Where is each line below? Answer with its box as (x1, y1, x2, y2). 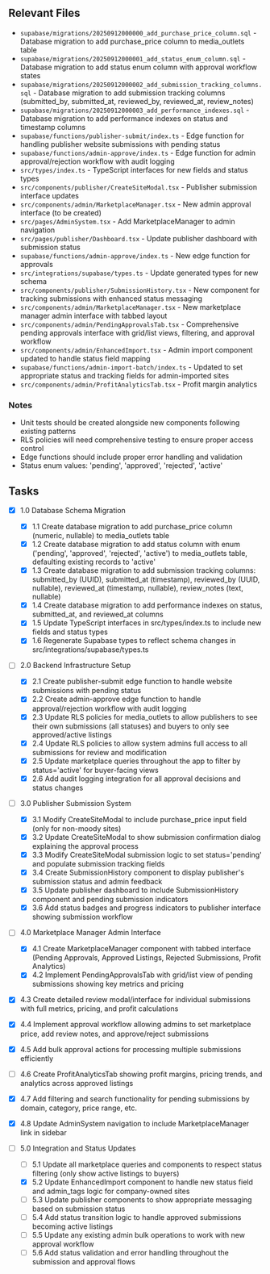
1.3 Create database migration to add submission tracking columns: (31, 566, 256, 575)
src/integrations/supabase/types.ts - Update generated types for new (19, 268, 259, 278)
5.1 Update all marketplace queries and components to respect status (31, 1159, 262, 1169)
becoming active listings (31, 1222, 114, 1231)
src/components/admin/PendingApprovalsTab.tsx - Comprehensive (19, 319, 239, 329)
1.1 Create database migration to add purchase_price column (31, 521, 233, 531)
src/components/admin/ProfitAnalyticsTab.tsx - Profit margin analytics (19, 379, 258, 389)
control (19, 444, 44, 453)
